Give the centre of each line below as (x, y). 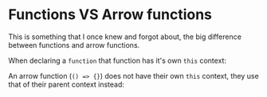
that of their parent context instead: (67, 84)
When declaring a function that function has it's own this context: (118, 60)
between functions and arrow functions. (74, 45)
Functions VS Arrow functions (110, 15)
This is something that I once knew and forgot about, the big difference (125, 37)
